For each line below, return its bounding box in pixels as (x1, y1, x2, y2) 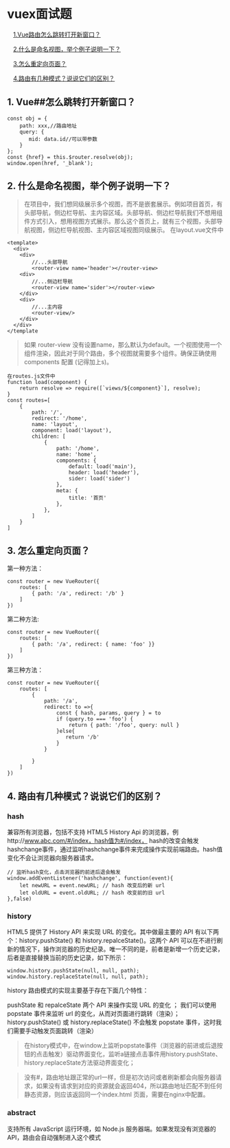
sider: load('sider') (68, 475, 130, 482)
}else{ (56, 727, 76, 735)
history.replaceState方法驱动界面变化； (23, 1059, 135, 1067)
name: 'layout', (32, 421, 78, 427)
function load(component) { (7, 379, 88, 385)
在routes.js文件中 (7, 372, 56, 379)
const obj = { (7, 115, 48, 122)
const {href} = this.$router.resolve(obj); (7, 153, 134, 160)
